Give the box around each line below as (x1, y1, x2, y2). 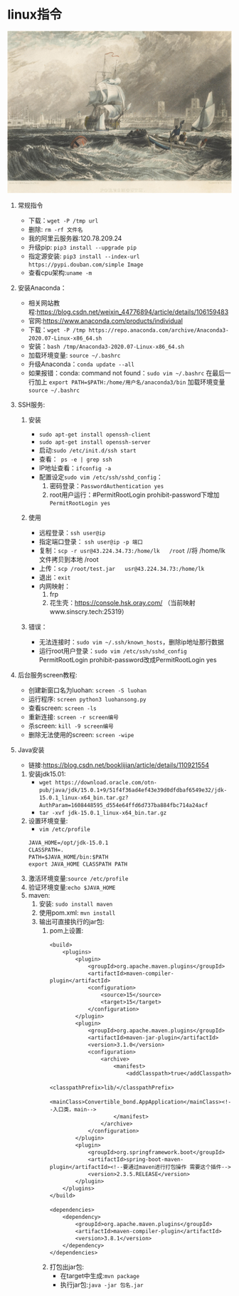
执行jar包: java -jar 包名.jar (60, 1280, 144, 1289)
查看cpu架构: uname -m (28, 268, 92, 277)
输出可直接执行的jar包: (38, 918, 105, 926)
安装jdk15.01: (28, 770, 66, 779)
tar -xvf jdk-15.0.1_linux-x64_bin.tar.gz (38, 809, 167, 817)
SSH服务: (17, 400, 46, 409)
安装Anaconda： (17, 283, 67, 293)
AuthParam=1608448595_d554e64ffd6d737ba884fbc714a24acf (38, 802, 208, 809)
